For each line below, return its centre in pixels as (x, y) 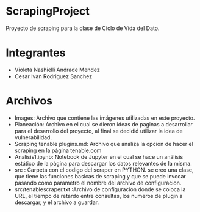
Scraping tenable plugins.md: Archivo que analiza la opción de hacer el (104, 144)
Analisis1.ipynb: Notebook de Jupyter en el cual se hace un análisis (99, 156)
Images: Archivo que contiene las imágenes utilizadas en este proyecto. (105, 118)
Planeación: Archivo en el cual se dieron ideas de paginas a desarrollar (104, 124)
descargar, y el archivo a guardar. (56, 202)
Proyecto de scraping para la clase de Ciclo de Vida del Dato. (83, 28)
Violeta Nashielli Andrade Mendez (57, 70)
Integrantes (36, 53)
